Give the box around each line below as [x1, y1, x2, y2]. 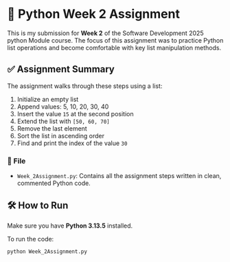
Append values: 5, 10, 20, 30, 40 [16, 102, 109, 111]
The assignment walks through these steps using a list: [7, 82, 163, 90]
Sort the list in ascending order [16, 131, 105, 140]
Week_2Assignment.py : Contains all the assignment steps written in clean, [16, 172, 222, 180]
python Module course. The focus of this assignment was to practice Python [7, 36, 224, 44]
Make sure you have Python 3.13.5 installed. [7, 221, 133, 230]
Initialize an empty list [16, 95, 79, 103]
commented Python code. [16, 179, 91, 188]
